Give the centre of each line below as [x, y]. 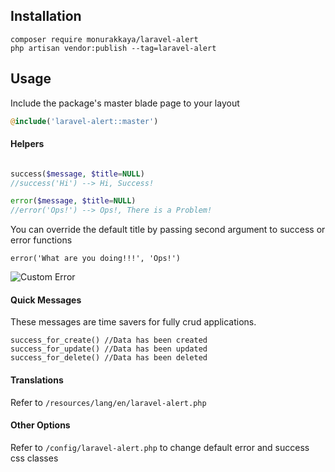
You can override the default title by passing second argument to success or [168, 230]
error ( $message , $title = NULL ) [73, 201]
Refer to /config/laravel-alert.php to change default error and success [160, 447]
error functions [41, 240]
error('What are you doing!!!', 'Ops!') [96, 259]
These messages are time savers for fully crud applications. [133, 322]
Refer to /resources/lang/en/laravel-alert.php [108, 402]
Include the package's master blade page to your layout [125, 103]
